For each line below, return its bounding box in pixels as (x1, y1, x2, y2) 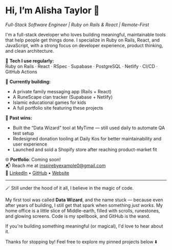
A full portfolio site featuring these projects (12, 105, 103, 111)
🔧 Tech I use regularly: (5, 57, 54, 64)
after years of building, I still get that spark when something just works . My (5, 202, 163, 208)
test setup (12, 130, 34, 136)
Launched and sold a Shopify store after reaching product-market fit (12, 146, 157, 153)
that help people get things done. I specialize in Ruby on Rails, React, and (5, 37, 160, 43)
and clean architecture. (5, 48, 54, 54)
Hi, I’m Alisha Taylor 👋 (5, 5, 100, 16)
